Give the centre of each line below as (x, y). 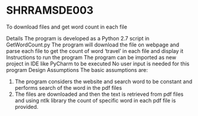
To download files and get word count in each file (67, 27)
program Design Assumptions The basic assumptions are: (77, 70)
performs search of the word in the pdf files (68, 87)
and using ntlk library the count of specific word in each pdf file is (95, 100)
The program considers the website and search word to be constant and (103, 81)
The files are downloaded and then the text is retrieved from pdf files (99, 94)
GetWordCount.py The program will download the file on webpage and (93, 45)
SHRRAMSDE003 (50, 10)
